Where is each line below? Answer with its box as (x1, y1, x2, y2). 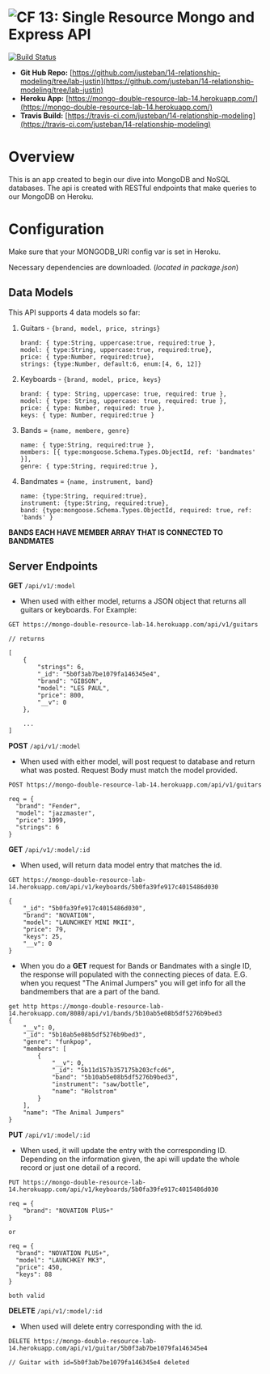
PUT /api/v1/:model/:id (8, 1130, 91, 1140)
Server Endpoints (8, 559, 99, 574)
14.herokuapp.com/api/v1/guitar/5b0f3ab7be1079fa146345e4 (8, 1344, 208, 1353)
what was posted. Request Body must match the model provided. (19, 765, 238, 775)
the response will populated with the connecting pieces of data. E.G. (19, 969, 248, 979)
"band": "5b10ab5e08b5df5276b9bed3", (51, 1073, 179, 1082)
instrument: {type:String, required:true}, (19, 498, 170, 507)
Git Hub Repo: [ (19, 67, 73, 77)
